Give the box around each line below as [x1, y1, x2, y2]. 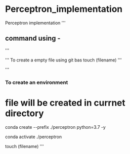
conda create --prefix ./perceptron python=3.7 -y [5, 124, 106, 130]
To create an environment [5, 79, 68, 86]
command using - [5, 34, 61, 43]
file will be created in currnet [5, 97, 126, 108]
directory [5, 107, 44, 119]
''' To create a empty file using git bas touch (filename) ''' [5, 57, 122, 63]
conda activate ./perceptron [5, 134, 62, 140]
